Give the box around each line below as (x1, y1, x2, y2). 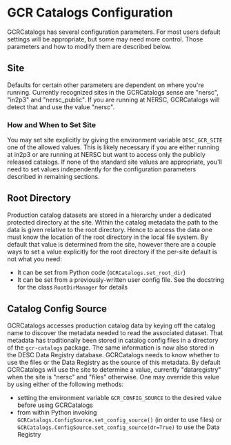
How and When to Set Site (7, 120, 97, 129)
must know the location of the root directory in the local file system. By (7, 233, 208, 241)
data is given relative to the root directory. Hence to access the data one (7, 225, 212, 234)
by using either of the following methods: (7, 380, 124, 388)
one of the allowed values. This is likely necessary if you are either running (7, 143, 219, 151)
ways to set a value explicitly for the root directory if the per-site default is (7, 247, 217, 256)
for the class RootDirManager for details (17, 283, 128, 291)
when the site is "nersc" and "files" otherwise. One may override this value (7, 372, 219, 381)
